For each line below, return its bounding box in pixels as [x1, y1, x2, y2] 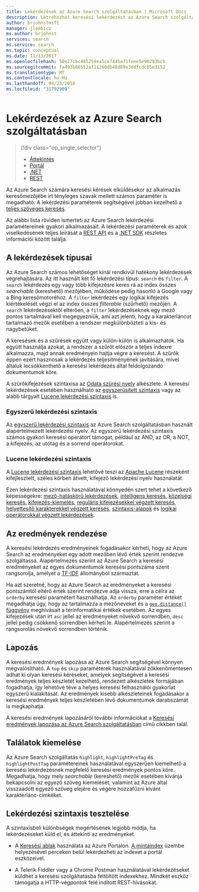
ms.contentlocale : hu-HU [6, 75, 68, 81]
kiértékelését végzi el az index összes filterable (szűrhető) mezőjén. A [6, 300, 177, 307]
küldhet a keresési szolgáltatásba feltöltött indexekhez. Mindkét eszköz [14, 872, 189, 880]
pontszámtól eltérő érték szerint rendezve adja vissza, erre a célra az [6, 588, 175, 595]
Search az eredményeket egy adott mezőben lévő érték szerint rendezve [6, 551, 184, 558]
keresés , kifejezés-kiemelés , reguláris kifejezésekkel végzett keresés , [6, 499, 176, 506]
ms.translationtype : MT [6, 70, 65, 76]
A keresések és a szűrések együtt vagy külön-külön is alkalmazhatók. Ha [6, 337, 185, 344]
